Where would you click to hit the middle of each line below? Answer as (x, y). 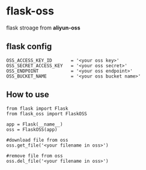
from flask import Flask (37, 108)
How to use (28, 95)
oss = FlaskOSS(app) (32, 129)
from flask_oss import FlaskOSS (47, 114)
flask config (29, 47)
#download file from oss (37, 140)
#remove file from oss (35, 156)
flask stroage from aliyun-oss (43, 28)
